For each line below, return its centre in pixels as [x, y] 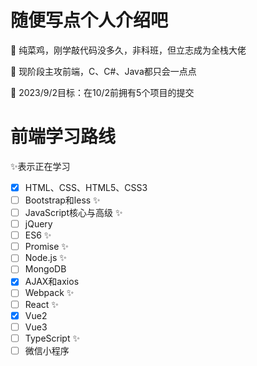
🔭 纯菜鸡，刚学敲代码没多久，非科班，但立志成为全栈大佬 [128, 50]
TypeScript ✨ [52, 338]
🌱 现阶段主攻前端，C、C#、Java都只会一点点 [103, 71]
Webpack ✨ [49, 293]
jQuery [38, 224]
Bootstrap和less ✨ [62, 200]
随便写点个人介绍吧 [89, 20]
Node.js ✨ [45, 258]
